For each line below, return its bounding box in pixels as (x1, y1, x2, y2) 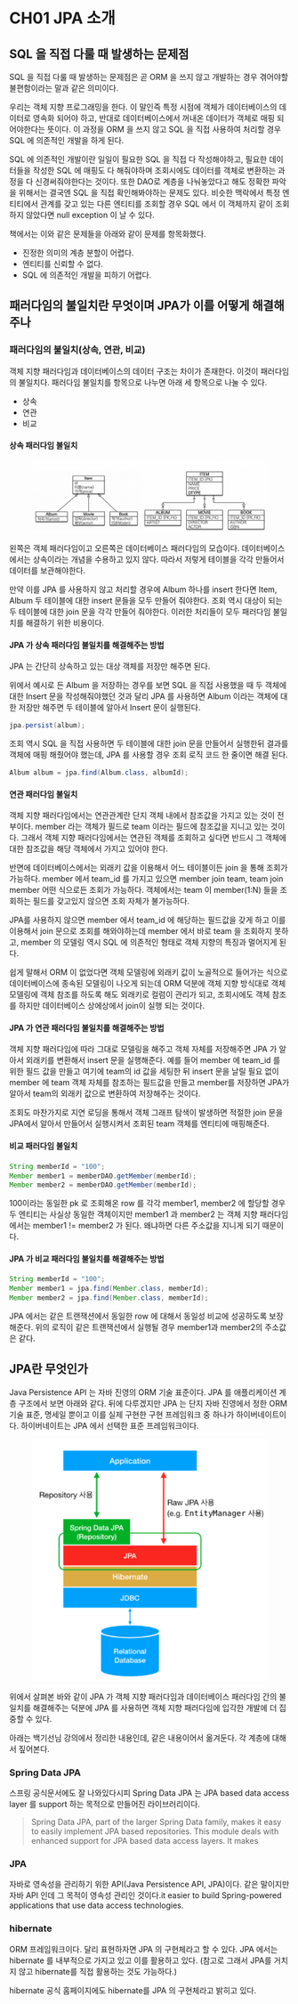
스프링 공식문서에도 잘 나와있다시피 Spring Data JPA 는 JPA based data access (9, 1788, 290, 1798)
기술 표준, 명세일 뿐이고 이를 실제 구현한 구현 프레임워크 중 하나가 (9, 1408, 235, 1420)
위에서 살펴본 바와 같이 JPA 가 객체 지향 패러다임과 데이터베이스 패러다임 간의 (9, 1691, 278, 1701)
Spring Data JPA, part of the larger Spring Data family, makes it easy (30, 1817, 282, 1827)
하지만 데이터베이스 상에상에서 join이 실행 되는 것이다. (18, 1001, 205, 1011)
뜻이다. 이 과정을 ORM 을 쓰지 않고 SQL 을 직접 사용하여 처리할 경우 (47, 124, 282, 134)
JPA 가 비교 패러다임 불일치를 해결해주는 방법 (9, 1253, 165, 1264)
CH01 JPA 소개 (9, 8, 116, 28)
